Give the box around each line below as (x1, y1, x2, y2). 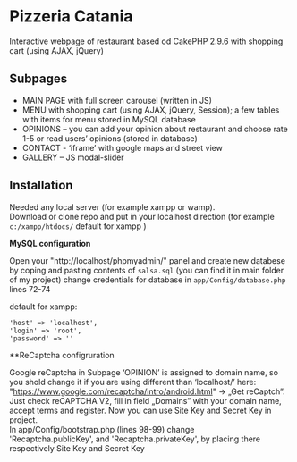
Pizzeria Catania (9, 6, 133, 27)
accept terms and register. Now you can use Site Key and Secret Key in (9, 405, 272, 416)
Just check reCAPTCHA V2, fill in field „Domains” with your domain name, (9, 395, 282, 406)
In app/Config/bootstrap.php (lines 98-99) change (9, 424, 195, 434)
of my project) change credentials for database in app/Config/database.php (9, 274, 286, 285)
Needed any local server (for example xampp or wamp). (9, 201, 216, 212)
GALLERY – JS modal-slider (21, 152, 124, 163)
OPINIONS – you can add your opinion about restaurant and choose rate (21, 123, 288, 134)
